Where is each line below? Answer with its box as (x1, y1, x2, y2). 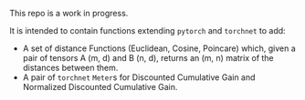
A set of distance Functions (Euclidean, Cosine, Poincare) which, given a (22, 43, 297, 54)
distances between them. (22, 63, 119, 73)
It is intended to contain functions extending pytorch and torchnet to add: (9, 25, 286, 35)
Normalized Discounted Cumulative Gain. (22, 82, 178, 92)
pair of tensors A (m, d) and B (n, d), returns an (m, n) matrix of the (22, 53, 274, 63)
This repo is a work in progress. (9, 8, 129, 18)
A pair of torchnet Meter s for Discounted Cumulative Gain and (22, 72, 256, 83)
